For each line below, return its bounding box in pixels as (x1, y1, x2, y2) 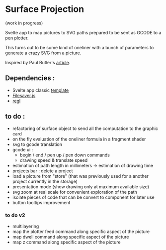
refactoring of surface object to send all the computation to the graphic (12, 125, 158, 131)
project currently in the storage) (12, 178, 78, 184)
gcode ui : (12, 146, 33, 152)
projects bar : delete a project (12, 168, 73, 174)
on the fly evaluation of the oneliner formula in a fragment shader (12, 136, 146, 142)
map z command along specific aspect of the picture (12, 239, 121, 245)
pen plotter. (5, 35, 29, 41)
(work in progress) (5, 20, 43, 26)
